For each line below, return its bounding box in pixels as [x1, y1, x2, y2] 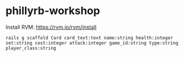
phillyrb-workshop [5, 4, 100, 18]
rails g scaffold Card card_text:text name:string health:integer [5, 35, 173, 41]
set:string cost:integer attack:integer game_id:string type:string [5, 40, 179, 46]
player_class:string [5, 45, 57, 51]
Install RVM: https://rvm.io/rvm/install [5, 24, 97, 31]
